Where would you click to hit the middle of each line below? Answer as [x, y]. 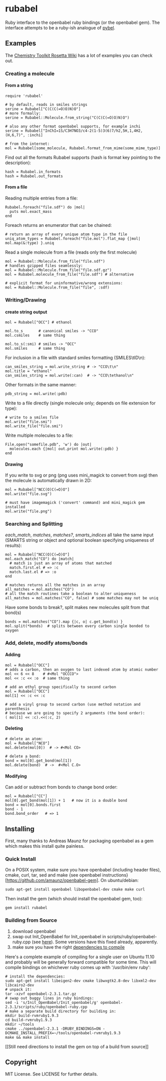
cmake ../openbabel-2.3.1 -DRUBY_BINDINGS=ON [53, 1029]
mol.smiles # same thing [35, 349]
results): [14, 545]
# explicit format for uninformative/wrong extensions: [64, 283]
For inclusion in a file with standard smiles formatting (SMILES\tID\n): [75, 358]
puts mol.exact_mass [31, 212]
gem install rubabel [27, 908]
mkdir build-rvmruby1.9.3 [32, 1015]
